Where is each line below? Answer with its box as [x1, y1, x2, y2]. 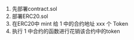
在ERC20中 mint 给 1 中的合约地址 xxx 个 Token [11, 20, 129, 27]
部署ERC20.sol [11, 13, 48, 20]
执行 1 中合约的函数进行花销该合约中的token [11, 27, 121, 35]
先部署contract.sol [11, 5, 57, 12]
